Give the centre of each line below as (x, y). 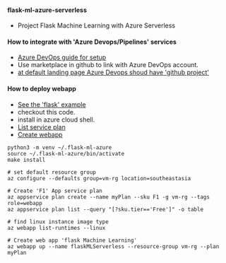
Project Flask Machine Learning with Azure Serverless (96, 25)
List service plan (41, 127)
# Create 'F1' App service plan (55, 191)
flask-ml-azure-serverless (47, 10)
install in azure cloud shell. (56, 119)
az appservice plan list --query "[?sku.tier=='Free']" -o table (105, 209)
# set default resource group (52, 172)
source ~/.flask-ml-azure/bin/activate (66, 153)
